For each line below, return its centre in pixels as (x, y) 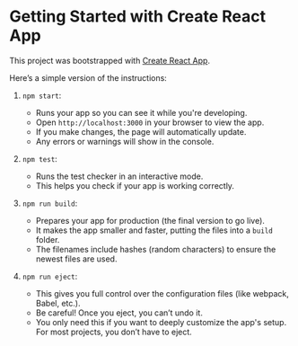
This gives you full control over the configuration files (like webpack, (162, 293)
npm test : (40, 158)
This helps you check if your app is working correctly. (135, 185)
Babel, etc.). (58, 303)
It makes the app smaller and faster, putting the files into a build (154, 230)
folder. (48, 239)
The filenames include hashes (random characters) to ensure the (156, 249)
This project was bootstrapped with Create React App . (110, 60)
